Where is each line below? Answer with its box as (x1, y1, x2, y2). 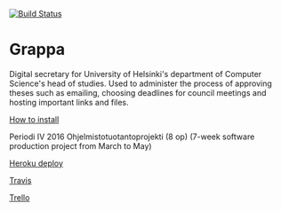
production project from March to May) (9, 140, 153, 151)
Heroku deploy (9, 158, 64, 168)
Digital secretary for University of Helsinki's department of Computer (9, 68, 262, 79)
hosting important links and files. (9, 97, 129, 107)
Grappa (9, 40, 66, 59)
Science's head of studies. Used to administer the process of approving (9, 78, 273, 89)
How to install (9, 113, 60, 124)
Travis (9, 175, 32, 185)
